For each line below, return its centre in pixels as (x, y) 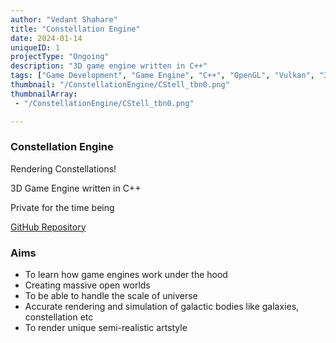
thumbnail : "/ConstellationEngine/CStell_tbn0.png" (120, 85)
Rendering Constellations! (63, 168)
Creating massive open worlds (87, 285)
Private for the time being (62, 207)
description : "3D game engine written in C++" (109, 66)
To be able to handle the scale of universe (111, 296)
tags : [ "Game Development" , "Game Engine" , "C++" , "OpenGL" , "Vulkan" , (162, 76)
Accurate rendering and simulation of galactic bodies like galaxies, (162, 307)
